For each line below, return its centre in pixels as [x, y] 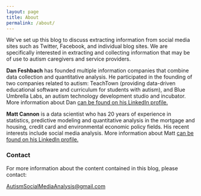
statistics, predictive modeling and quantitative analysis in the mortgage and [101, 120]
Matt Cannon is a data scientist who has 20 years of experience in [89, 114]
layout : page [23, 12]
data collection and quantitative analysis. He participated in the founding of [99, 77]
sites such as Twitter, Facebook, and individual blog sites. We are [87, 46]
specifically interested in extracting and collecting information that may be [98, 53]
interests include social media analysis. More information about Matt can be [100, 133]
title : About [23, 17]
